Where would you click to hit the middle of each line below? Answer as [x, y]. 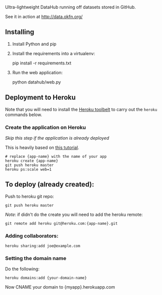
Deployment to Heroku [40, 98]
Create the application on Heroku [46, 127]
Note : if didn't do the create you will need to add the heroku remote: [74, 214]
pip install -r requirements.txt [42, 63]
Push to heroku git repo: [30, 196]
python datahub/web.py [36, 82]
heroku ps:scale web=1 [28, 169]
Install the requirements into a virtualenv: [53, 53]
